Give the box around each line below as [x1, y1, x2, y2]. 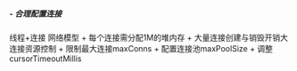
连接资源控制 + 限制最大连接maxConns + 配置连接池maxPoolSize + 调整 [9, 43, 274, 53]
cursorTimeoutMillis [9, 53, 82, 64]
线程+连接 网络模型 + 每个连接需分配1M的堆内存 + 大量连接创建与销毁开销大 [9, 32, 288, 43]
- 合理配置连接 [9, 8, 62, 19]
